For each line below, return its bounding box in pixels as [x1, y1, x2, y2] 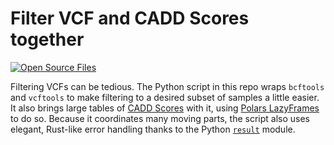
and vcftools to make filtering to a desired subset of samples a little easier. [10, 91, 320, 103]
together [10, 28, 85, 51]
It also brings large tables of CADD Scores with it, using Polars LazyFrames [10, 102, 320, 114]
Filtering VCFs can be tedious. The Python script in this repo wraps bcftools [10, 80, 325, 92]
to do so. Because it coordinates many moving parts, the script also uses [10, 112, 311, 124]
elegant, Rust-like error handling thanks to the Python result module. [10, 123, 296, 135]
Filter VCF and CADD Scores [10, 7, 250, 30]
